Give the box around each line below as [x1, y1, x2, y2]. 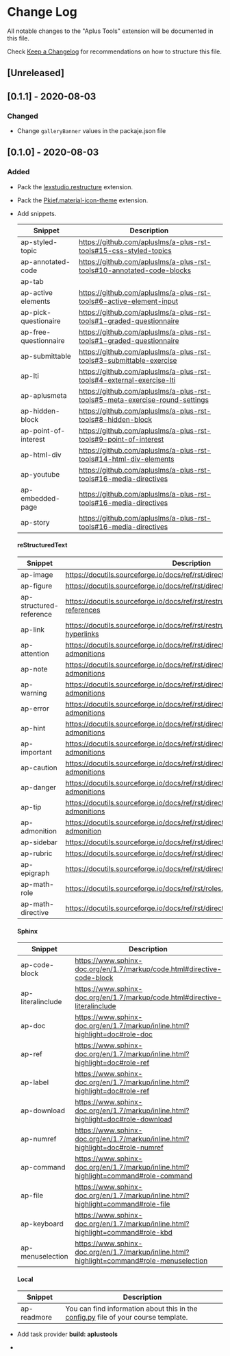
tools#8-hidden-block [78, 414, 153, 424]
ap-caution [20, 763, 57, 772]
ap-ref [20, 1049, 42, 1059]
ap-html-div [20, 450, 62, 460]
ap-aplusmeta [20, 390, 67, 400]
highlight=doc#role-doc [75, 1030, 153, 1039]
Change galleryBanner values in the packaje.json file [16, 127, 166, 135]
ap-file [20, 1191, 43, 1200]
